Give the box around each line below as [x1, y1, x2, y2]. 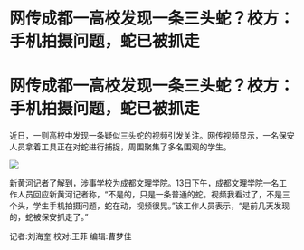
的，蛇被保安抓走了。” [9, 212, 89, 223]
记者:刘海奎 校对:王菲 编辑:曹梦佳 [9, 231, 132, 242]
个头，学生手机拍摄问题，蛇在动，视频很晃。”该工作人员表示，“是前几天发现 [9, 200, 290, 211]
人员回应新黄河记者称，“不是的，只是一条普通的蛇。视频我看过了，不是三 [16, 189, 291, 200]
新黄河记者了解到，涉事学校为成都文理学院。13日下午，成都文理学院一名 [9, 178, 280, 188]
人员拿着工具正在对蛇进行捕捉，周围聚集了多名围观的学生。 [9, 141, 232, 152]
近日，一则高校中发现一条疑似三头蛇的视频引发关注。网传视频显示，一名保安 [9, 130, 295, 141]
